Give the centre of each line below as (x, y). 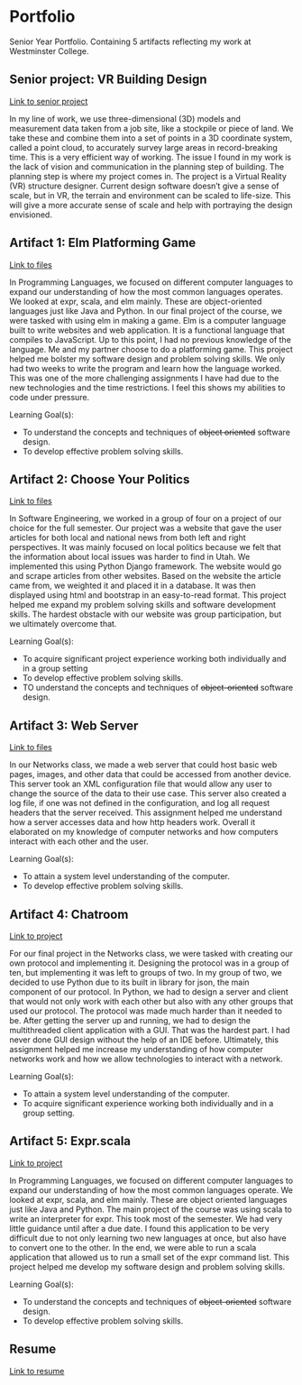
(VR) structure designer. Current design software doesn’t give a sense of (144, 186)
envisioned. (31, 215)
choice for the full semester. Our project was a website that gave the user (146, 528)
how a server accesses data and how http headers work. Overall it (132, 822)
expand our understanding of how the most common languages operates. (146, 291)
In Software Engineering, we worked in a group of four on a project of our (146, 518)
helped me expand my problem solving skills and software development (143, 605)
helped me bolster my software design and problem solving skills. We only (147, 359)
